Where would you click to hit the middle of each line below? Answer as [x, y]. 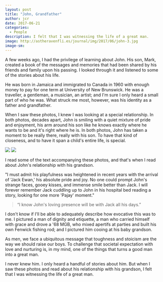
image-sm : [15, 46]
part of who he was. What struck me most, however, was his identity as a [78, 100]
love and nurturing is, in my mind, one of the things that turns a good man [79, 249]
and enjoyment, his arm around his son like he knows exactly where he [76, 125]
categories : [17, 28]
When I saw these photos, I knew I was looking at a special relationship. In [79, 114]
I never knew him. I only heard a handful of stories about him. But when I [78, 264]
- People [18, 32]
